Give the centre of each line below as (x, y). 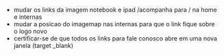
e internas (28, 17)
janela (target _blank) (43, 46)
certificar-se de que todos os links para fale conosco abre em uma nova (115, 38)
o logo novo (30, 31)
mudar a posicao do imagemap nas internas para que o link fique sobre (114, 24)
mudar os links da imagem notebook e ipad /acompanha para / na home (115, 10)
